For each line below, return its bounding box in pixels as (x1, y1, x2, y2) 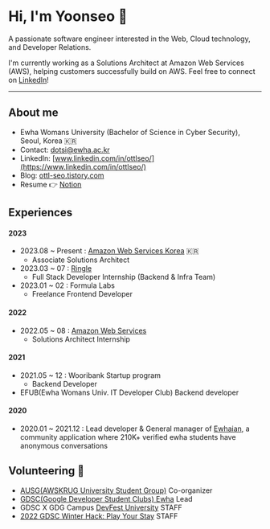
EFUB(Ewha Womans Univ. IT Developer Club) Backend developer (19, 388, 239, 397)
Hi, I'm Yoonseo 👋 (8, 7, 128, 26)
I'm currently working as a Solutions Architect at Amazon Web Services (8, 58, 245, 68)
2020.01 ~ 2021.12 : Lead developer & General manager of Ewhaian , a (19, 424, 251, 433)
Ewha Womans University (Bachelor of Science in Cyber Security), (19, 127, 241, 137)
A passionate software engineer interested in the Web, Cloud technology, (8, 34, 251, 43)
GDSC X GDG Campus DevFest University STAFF (19, 502, 182, 512)
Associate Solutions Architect (31, 255, 130, 264)
